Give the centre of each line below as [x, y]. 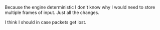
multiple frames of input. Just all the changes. [52, 12]
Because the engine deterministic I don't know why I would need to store [80, 7]
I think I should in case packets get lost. [45, 22]
